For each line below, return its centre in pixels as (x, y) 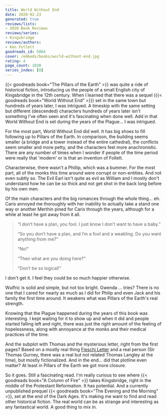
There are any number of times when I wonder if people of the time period (81, 152)
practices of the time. (27, 334)
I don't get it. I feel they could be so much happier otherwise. (68, 278)
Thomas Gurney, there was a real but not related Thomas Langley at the (79, 355)
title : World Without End (32, 10)
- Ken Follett (20, 47)
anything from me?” (38, 239)
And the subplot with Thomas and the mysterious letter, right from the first (82, 344)
